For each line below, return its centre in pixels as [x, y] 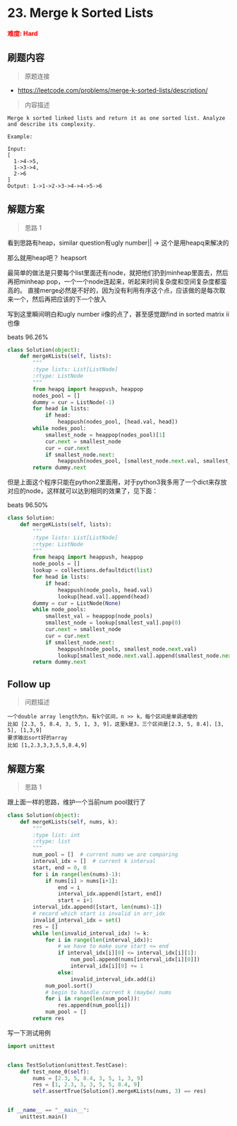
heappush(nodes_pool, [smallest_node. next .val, [129, 461]
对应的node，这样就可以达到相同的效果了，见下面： [83, 491]
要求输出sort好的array [37, 738]
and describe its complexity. [52, 124]
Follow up [29, 684]
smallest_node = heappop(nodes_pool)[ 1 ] [105, 435]
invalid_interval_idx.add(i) [113, 979]
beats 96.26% [28, 337]
